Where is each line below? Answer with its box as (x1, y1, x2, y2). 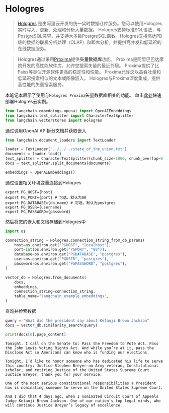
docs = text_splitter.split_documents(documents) (5, 161, 112, 166)
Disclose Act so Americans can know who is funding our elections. (5, 350, 150, 355)
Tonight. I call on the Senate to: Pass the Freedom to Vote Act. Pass (5, 341, 158, 346)
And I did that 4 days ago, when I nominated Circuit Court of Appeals (5, 394, 158, 399)
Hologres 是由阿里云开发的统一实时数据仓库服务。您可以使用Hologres (17, 20, 162, 26)
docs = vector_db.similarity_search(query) (5, 323, 98, 328)
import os (5, 229, 26, 234)
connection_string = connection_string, (14, 289, 96, 294)
